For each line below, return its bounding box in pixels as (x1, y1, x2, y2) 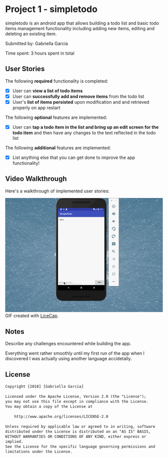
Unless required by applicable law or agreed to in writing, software (5, 424, 155, 429)
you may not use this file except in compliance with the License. (5, 399, 149, 404)
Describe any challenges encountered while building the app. (5, 341, 131, 347)
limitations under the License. (5, 449, 72, 454)
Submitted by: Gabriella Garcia (5, 40, 68, 46)
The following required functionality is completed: (5, 78, 108, 84)
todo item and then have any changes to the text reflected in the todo (12, 130, 156, 136)
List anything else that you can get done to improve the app (12, 154, 135, 160)
